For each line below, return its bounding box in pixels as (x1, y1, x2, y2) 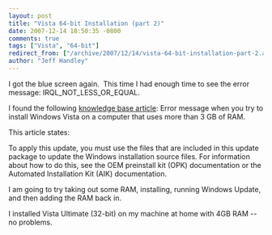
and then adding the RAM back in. (8, 193, 122, 203)
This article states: (8, 127, 70, 137)
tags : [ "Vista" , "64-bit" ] (8, 42, 100, 50)
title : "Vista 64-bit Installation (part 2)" (8, 19, 164, 27)
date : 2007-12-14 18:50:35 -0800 (8, 27, 121, 35)
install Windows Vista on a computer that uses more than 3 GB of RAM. (8, 111, 245, 121)
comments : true (8, 34, 60, 43)
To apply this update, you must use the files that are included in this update (8, 143, 259, 153)
